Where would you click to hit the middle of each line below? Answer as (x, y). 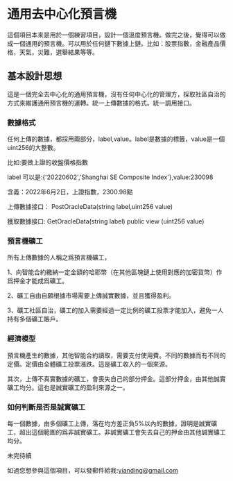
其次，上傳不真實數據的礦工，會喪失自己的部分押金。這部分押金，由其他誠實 (116, 378)
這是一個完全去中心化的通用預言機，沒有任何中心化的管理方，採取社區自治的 (116, 94)
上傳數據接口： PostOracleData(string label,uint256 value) (90, 207)
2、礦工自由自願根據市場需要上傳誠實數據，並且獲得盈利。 (91, 296)
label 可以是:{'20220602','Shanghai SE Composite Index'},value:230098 (110, 177)
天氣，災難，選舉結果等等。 (59, 52)
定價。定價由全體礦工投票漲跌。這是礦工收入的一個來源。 (89, 364)
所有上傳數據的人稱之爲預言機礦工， (59, 258)
